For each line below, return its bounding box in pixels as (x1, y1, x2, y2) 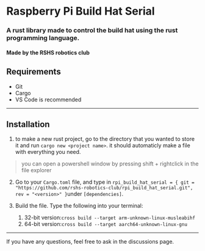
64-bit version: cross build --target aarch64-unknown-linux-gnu (24, 220, 188, 228)
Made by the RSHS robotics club (6, 49, 90, 56)
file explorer (21, 167, 52, 174)
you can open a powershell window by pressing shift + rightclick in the (21, 160, 199, 167)
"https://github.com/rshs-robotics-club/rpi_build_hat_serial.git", (15, 185, 193, 191)
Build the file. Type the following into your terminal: (15, 202, 143, 209)
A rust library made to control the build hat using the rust (6, 26, 178, 35)
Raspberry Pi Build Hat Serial (6, 4, 155, 18)
